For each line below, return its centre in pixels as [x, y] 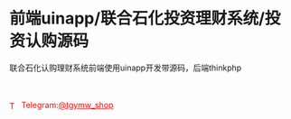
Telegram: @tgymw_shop [67, 105]
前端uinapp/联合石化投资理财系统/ [137, 18]
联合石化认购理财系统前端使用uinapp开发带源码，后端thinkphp [126, 68]
